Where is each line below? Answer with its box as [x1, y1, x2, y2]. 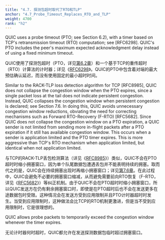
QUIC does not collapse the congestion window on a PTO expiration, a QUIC [5, 119, 160, 125]
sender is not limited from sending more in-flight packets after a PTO [5, 124, 144, 130]
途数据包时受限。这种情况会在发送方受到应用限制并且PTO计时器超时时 [5, 192, 147, 198]
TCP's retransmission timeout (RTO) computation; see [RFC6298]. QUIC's [5, 40, 155, 46]
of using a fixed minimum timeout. [5, 50, 74, 56]
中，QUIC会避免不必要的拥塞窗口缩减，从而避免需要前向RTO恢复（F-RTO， [5, 174, 159, 180]
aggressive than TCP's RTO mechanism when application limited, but [5, 140, 145, 146]
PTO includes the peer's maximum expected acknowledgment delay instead [5, 45, 159, 51]
